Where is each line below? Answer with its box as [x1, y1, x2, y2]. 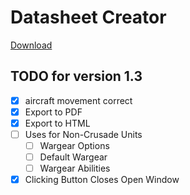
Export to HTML [24, 117, 91, 129]
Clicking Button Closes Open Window [24, 174, 180, 186]
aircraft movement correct [24, 94, 133, 106]
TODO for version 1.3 [10, 68, 143, 85]
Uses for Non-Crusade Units [24, 128, 143, 140]
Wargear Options [39, 140, 110, 151]
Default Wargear [39, 151, 108, 163]
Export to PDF [24, 106, 83, 118]
